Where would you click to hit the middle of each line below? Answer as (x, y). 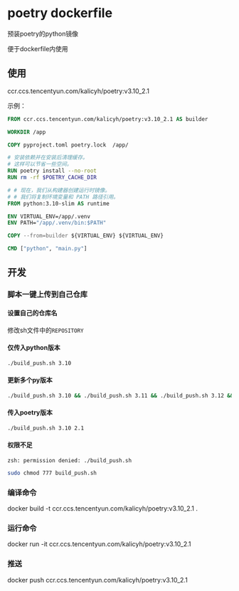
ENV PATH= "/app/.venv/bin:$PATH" (57, 223)
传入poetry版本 (30, 412)
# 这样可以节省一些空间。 (40, 164)
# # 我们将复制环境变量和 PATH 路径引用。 (63, 197)
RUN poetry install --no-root (52, 171)
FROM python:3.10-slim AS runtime (59, 203)
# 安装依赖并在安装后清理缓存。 (48, 158)
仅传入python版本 (34, 348)
